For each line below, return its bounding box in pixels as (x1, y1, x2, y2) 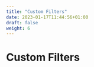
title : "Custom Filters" (6, 8, 67, 15)
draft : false (6, 20, 38, 25)
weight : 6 (6, 25, 31, 31)
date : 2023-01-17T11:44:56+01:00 (6, 14, 89, 20)
